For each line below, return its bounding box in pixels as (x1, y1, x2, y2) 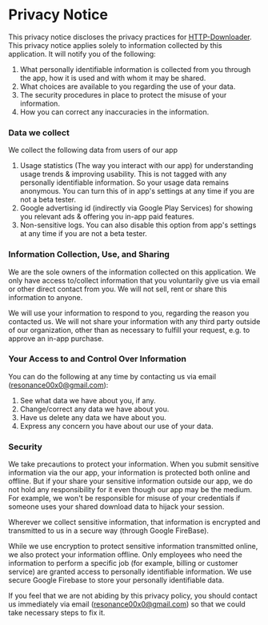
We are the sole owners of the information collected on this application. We (8, 266, 256, 277)
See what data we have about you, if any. (19, 395, 156, 405)
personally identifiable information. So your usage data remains (19, 178, 230, 187)
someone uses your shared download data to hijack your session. (8, 502, 225, 511)
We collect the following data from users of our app (8, 146, 178, 155)
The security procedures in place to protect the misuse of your (19, 90, 227, 99)
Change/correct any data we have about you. (19, 404, 170, 414)
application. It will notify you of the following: (8, 49, 156, 58)
